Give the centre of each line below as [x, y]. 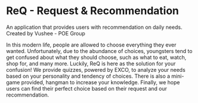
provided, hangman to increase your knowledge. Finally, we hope [100, 82]
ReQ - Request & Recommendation [92, 11]
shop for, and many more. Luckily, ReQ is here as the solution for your [91, 64]
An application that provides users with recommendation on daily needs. [94, 27]
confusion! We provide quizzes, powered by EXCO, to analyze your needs [96, 69]
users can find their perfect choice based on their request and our [87, 88]
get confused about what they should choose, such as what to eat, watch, [96, 57]
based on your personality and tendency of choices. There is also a [88, 76]
